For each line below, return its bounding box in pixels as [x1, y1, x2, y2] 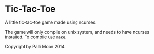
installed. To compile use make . [5, 34, 67, 40]
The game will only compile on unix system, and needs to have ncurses [5, 29, 150, 35]
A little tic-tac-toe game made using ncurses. [5, 19, 97, 25]
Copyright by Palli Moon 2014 [5, 43, 65, 49]
